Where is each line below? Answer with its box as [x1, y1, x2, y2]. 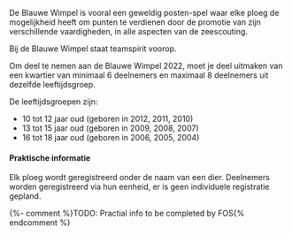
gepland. [9, 191, 42, 201]
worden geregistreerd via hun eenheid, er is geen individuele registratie [9, 181, 270, 193]
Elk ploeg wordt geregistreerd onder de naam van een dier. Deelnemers [9, 172, 270, 183]
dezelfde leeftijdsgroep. [9, 80, 96, 89]
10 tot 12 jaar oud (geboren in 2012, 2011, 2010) [21, 114, 194, 124]
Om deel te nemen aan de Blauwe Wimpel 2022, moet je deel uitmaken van [9, 61, 283, 71]
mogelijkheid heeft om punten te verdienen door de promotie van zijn [9, 17, 261, 27]
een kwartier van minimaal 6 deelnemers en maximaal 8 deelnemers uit [9, 70, 269, 80]
